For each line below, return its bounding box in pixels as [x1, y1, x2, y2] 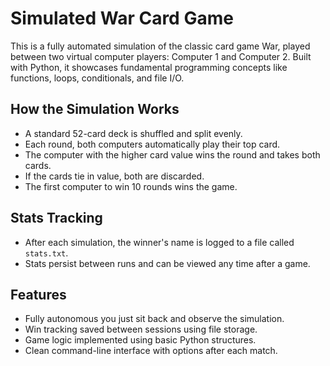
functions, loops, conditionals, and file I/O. [10, 72, 185, 84]
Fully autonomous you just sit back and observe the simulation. [24, 313, 285, 325]
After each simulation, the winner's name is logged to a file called [24, 236, 295, 248]
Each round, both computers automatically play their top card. [24, 138, 281, 150]
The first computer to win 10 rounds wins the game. [24, 180, 238, 192]
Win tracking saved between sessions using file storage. [24, 323, 258, 336]
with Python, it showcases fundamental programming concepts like [10, 61, 288, 73]
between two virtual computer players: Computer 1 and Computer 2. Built [10, 50, 312, 62]
